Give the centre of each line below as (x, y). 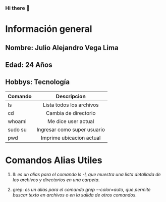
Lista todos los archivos (71, 105)
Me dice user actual (71, 121)
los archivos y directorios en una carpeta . (56, 180)
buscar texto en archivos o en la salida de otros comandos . (75, 195)
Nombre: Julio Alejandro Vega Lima (62, 48)
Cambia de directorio (71, 113)
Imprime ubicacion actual (71, 138)
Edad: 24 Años (29, 65)
